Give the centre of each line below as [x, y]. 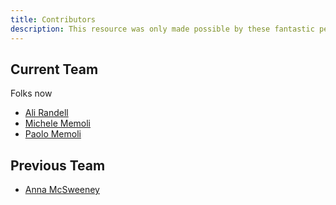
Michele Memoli [58, 123]
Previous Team [58, 165]
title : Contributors [53, 19]
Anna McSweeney [62, 190]
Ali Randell [46, 113]
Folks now [31, 93]
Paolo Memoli [53, 134]
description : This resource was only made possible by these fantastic [162, 29]
